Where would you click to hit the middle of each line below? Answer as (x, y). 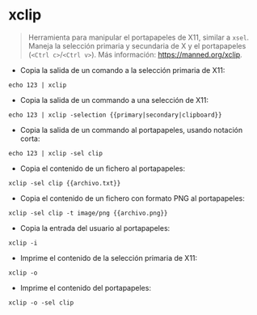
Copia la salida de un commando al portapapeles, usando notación (131, 130)
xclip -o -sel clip (41, 302)
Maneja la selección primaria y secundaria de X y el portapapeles (137, 45)
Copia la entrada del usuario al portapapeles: (95, 228)
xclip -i (23, 243)
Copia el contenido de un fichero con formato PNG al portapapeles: (132, 198)
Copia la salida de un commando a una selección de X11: (114, 100)
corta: (30, 138)
